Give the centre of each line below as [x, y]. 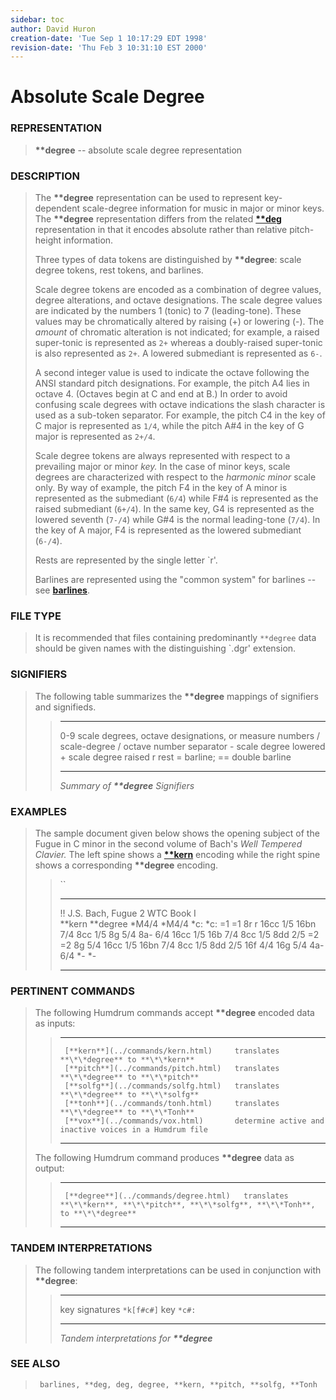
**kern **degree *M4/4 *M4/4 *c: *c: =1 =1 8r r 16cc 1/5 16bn [188, 923]
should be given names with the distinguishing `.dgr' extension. [165, 648]
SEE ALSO [35, 1364]
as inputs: [55, 1023]
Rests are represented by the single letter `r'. [126, 560]
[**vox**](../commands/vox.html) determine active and [194, 1121]
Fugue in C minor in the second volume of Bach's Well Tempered [168, 843]
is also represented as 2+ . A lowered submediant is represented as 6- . [178, 353]
